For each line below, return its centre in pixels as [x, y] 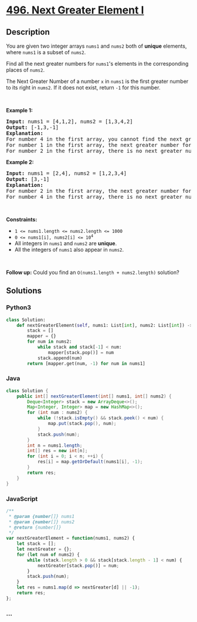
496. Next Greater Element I [75, 10]
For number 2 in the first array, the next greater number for [99, 191]
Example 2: [20, 162]
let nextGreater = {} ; [44, 549]
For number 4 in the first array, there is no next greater [94, 197]
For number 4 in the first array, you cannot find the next [94, 139]
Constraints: [22, 219]
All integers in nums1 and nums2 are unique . [66, 243]
